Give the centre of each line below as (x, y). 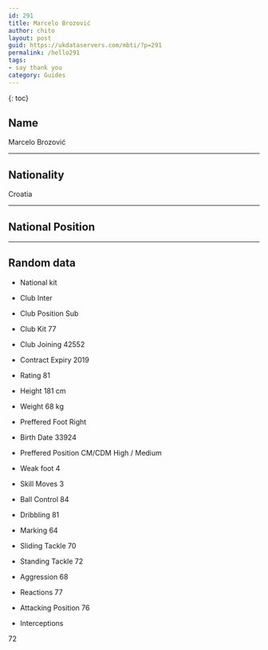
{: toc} (19, 98)
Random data (42, 263)
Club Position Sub (49, 313)
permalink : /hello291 (44, 53)
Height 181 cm (43, 391)
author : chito (32, 30)
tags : (17, 61)
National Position (52, 227)
